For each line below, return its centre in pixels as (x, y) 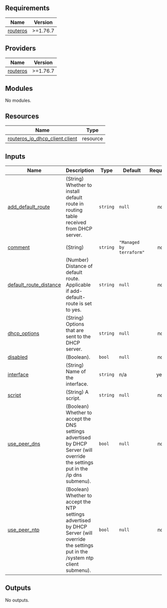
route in (75, 204)
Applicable (78, 285)
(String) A (77, 392)
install (73, 192)
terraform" (132, 252)
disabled (18, 357)
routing (74, 210)
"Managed (129, 242)
